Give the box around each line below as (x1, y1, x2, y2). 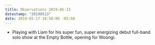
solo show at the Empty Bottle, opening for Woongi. (12, 34, 116, 40)
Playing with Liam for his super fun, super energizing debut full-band (12, 30, 151, 35)
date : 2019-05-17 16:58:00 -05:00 (5, 16, 76, 21)
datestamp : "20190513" (5, 12, 51, 16)
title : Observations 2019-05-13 (5, 7, 71, 12)
